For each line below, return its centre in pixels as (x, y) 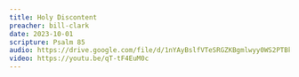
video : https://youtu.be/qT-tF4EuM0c (79, 58)
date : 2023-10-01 (41, 34)
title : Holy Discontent (53, 17)
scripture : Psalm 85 (48, 42)
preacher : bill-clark (49, 26)
